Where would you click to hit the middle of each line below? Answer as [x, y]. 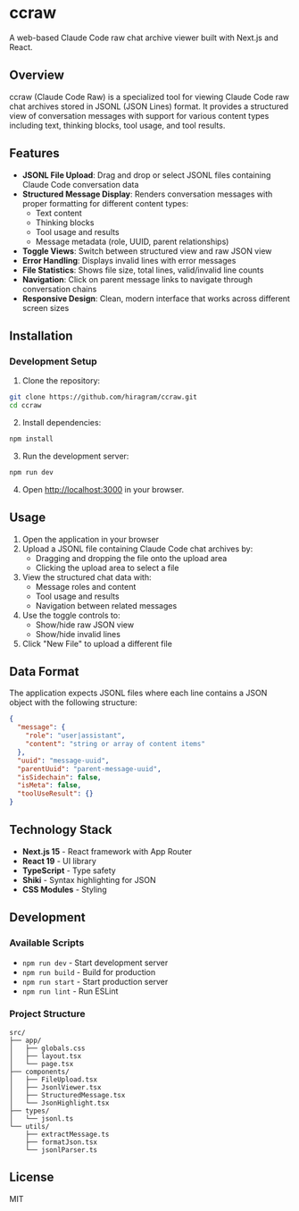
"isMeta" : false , [50, 786]
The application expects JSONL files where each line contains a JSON [138, 693]
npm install [31, 439]
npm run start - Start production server [95, 981]
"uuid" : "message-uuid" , [63, 761]
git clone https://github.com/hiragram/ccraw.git [104, 397]
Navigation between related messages [106, 605]
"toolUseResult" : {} [55, 794]
